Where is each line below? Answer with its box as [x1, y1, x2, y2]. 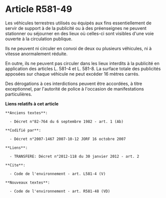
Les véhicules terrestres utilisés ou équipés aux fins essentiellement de [5, 20, 152, 26]
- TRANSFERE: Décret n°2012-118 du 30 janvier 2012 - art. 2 [9, 154, 140, 159]
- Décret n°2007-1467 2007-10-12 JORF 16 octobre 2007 [9, 136, 126, 141]
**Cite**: [5, 163, 26, 168]
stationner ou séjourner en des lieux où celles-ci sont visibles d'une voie [5, 30, 154, 36]
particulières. [5, 91, 32, 97]
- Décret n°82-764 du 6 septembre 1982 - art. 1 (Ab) [9, 119, 124, 124]
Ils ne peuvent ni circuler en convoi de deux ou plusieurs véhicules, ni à [5, 45, 152, 51]
